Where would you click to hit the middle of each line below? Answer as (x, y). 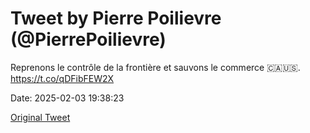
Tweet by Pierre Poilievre (116, 18)
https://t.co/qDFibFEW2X (62, 78)
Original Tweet (40, 117)
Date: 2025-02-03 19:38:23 (67, 98)
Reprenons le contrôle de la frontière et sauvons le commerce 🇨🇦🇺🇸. (155, 67)
